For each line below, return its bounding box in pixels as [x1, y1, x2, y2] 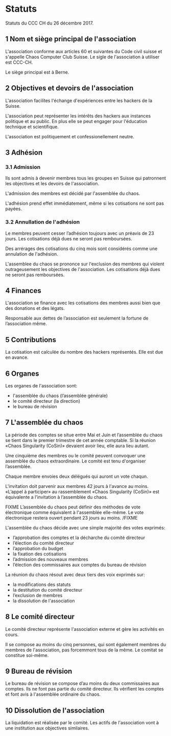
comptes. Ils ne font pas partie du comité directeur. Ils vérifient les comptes [5, 686, 164, 692]
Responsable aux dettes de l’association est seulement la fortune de [5, 315, 149, 322]
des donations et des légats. [5, 305, 65, 311]
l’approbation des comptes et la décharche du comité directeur [12, 534, 145, 541]
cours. [5, 631, 19, 637]
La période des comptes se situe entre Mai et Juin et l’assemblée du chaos [5, 432, 163, 438]
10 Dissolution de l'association [5, 706, 105, 715]
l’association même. [5, 321, 47, 327]
